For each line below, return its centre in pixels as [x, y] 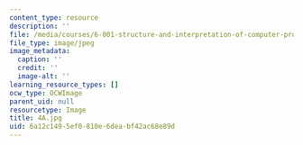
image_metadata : [40, 51]
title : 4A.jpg [36, 118]
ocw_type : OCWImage [46, 93]
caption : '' [40, 59]
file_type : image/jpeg [52, 43]
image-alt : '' [44, 77]
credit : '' [38, 68]
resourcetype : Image [48, 110]
